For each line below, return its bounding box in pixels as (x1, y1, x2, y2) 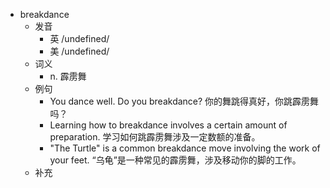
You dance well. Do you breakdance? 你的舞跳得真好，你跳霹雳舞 (49, 95, 320, 107)
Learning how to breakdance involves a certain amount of (49, 119, 288, 131)
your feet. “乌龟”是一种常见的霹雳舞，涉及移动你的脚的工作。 (49, 154, 302, 166)
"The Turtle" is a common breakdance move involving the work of (49, 142, 321, 154)
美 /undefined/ (49, 45, 110, 57)
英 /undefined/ (49, 33, 110, 44)
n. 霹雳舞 (49, 70, 87, 82)
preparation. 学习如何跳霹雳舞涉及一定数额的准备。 (49, 131, 261, 143)
